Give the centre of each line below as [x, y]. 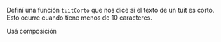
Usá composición [32, 31]
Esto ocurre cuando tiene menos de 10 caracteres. [79, 17]
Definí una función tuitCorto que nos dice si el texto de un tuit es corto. [110, 10]
